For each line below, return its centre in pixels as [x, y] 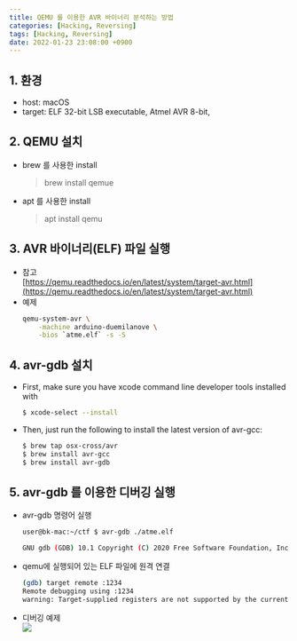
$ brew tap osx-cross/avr [70, 446]
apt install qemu [74, 218]
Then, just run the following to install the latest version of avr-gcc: [142, 430]
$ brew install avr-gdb [66, 463]
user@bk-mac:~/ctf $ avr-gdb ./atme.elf [98, 532]
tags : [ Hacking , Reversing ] [61, 34]
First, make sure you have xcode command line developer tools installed [154, 387]
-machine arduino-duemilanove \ [98, 327]
